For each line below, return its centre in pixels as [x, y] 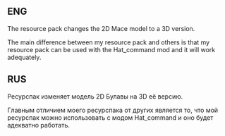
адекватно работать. [39, 125]
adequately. [24, 57]
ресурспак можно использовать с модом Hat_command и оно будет [110, 117]
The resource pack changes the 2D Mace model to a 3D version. [101, 28]
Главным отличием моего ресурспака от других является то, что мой [113, 110]
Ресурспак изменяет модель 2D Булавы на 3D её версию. [95, 96]
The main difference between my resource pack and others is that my [109, 42]
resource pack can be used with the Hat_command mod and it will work [111, 49]
